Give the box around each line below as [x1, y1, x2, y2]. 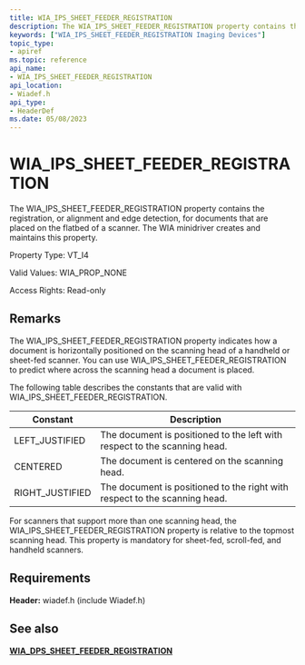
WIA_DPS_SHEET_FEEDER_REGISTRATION [9, 645, 173, 656]
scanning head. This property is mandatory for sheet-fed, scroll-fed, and [9, 534, 281, 545]
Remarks [9, 311, 62, 327]
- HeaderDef [9, 106, 54, 115]
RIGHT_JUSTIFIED [14, 486, 92, 499]
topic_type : [9, 38, 54, 48]
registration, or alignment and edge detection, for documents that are [9, 213, 269, 223]
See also [9, 621, 59, 637]
